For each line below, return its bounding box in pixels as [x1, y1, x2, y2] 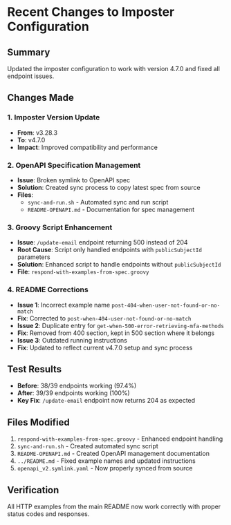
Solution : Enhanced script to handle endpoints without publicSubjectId [17, 260, 221, 269]
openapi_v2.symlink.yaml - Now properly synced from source [17, 464, 193, 472]
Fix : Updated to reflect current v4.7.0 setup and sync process [17, 343, 193, 352]
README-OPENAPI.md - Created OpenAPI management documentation [17, 450, 210, 458]
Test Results [7, 363, 62, 375]
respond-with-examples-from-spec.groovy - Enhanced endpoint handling [17, 435, 223, 443]
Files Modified [7, 416, 71, 428]
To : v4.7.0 [17, 135, 46, 144]
